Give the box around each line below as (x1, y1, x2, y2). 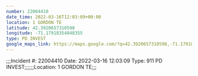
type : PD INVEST (6, 36, 46, 42)
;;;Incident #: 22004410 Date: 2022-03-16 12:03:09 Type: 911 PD (6, 57, 163, 64)
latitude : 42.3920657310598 (6, 25, 75, 31)
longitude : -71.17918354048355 (6, 30, 83, 36)
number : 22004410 (6, 8, 49, 15)
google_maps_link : (6, 42, 51, 47)
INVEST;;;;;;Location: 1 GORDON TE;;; (6, 63, 97, 70)
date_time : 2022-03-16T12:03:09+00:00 (6, 14, 101, 20)
